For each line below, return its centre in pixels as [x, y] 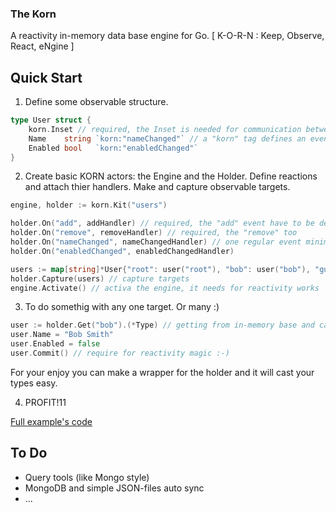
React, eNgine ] [42, 46]
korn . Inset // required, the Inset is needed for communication [165, 129]
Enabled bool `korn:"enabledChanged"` [113, 148]
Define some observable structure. [96, 102]
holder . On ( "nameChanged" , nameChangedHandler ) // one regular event [156, 242]
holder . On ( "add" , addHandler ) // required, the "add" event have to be [162, 223]
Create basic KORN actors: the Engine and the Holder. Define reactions [171, 176]
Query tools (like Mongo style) [87, 477]
